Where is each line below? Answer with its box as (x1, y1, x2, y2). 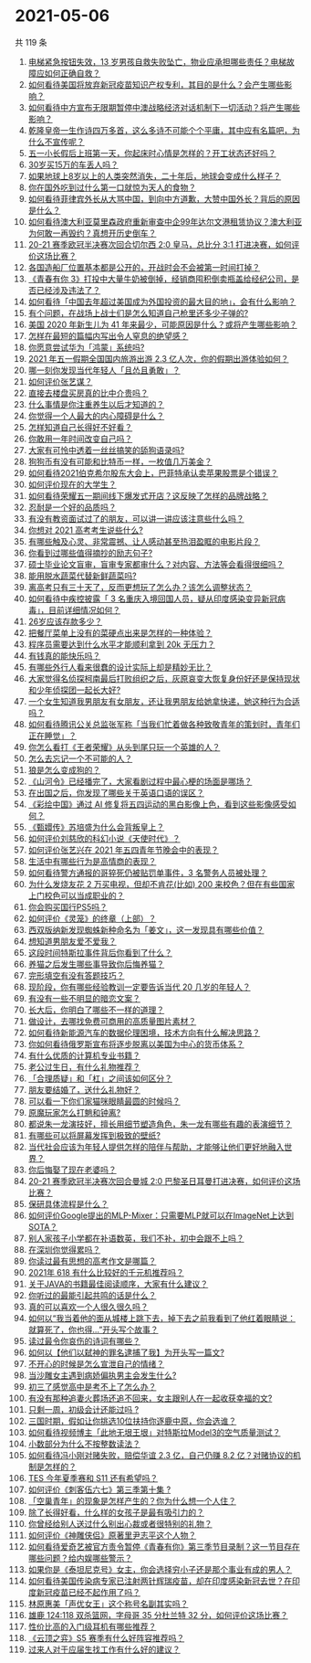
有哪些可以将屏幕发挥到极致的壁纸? (27, 1129, 161, 1140)
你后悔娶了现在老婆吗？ (27, 1164, 117, 1175)
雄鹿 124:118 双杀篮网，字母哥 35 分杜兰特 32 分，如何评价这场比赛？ (27, 1609, 288, 1620)
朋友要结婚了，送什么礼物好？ (27, 1084, 140, 1095)
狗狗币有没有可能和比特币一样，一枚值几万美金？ (27, 456, 213, 467)
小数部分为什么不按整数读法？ (27, 1438, 140, 1449)
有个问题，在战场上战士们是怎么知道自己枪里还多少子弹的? (27, 307, 249, 318)
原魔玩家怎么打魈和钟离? (27, 1107, 121, 1117)
